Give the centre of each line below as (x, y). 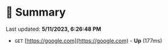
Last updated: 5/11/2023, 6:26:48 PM (53, 29)
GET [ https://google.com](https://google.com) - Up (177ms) (88, 40)
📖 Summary (36, 12)
